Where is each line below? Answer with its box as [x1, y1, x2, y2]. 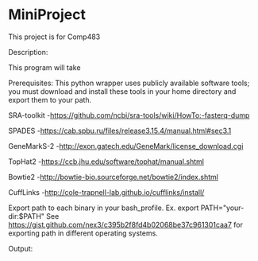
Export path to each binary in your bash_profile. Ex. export [8, 203, 199, 212]
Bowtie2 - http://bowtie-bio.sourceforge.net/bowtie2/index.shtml [8, 172, 218, 181]
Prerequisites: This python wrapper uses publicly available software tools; [8, 78, 250, 88]
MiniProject [8, 6, 86, 24]
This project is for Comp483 [8, 32, 101, 41]
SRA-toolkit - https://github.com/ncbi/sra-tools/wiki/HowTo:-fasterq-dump [8, 110, 250, 120]
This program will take [8, 62, 81, 72]
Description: [8, 47, 48, 56]
